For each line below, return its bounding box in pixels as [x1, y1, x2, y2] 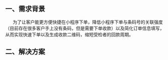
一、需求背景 [5, 4, 45, 13]
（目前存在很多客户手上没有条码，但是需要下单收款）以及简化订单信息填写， [5, 25, 164, 31]
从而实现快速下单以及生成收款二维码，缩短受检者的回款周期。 [5, 31, 134, 37]
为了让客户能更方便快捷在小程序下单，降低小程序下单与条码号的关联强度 [12, 19, 163, 25]
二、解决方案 [5, 47, 45, 56]
